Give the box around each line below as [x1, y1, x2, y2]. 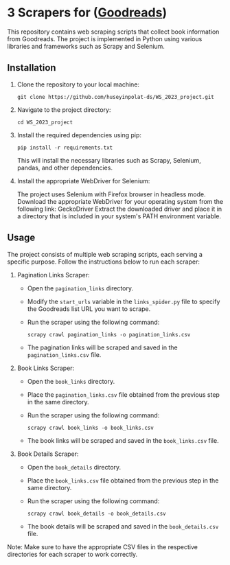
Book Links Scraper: [16, 364, 75, 372]
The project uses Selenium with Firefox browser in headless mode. [16, 190, 206, 198]
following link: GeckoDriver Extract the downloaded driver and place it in [16, 205, 222, 213]
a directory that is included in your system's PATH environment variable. [16, 211, 222, 220]
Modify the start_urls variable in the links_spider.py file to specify [27, 297, 220, 305]
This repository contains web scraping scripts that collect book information [7, 27, 220, 36]
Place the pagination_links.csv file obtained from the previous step [27, 390, 220, 399]
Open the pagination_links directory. [27, 284, 134, 292]
